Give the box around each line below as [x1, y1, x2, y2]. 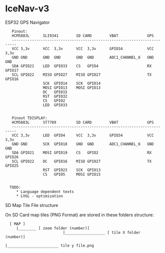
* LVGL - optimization [16, 194, 63, 199]
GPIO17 [5, 68, 19, 73]
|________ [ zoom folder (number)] [16, 226, 90, 231]
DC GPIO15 [43, 90, 68, 95]
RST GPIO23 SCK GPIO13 [43, 167, 101, 172]
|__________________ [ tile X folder [62, 230, 141, 235]
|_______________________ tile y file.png [5, 243, 94, 248]
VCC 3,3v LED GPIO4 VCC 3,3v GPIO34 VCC [11, 133, 154, 138]
